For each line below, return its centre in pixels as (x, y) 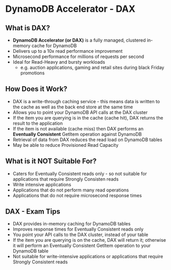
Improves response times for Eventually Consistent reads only (78, 229)
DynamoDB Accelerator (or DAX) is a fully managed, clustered (79, 40)
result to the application (38, 123)
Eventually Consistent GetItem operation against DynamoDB (77, 134)
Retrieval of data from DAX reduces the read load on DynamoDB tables (88, 140)
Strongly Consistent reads (40, 262)
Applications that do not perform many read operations (71, 190)
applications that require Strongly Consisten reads (66, 179)
